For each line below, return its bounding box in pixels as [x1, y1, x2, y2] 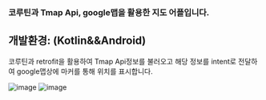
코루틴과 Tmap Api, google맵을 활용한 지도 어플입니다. [8, 6, 210, 17]
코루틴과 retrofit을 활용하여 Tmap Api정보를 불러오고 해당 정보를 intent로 [8, 56, 236, 66]
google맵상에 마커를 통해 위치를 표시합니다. [16, 66, 154, 76]
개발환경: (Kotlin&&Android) [8, 34, 147, 48]
